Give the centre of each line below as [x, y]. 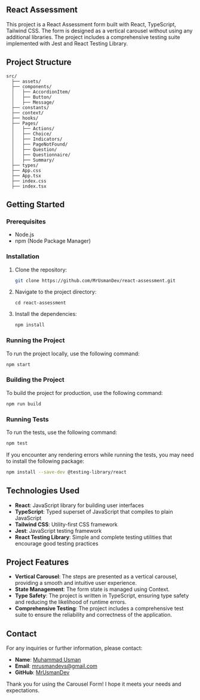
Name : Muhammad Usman [48, 660]
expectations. [23, 690]
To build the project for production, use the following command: [84, 393]
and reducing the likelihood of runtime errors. [70, 602]
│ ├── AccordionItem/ [41, 92]
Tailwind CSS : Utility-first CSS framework [66, 524]
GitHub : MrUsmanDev [42, 672]
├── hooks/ [25, 118]
